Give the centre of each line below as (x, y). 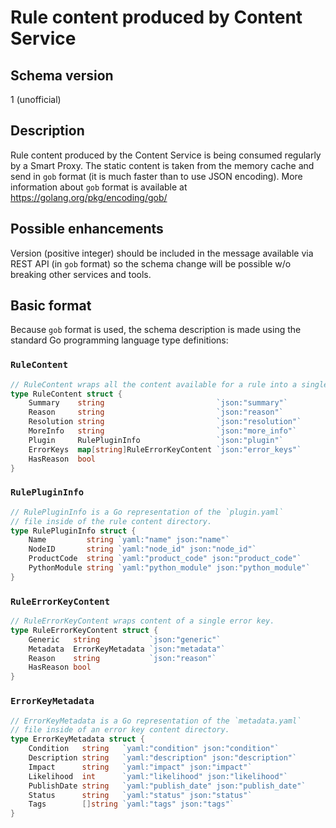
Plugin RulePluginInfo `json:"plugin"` (156, 440)
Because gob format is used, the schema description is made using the (156, 330)
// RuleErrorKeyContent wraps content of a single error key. (142, 621)
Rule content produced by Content (156, 17)
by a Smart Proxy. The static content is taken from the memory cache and (162, 165)
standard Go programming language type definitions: (119, 340)
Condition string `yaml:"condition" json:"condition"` (154, 749)
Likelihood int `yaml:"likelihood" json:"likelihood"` (158, 776)
